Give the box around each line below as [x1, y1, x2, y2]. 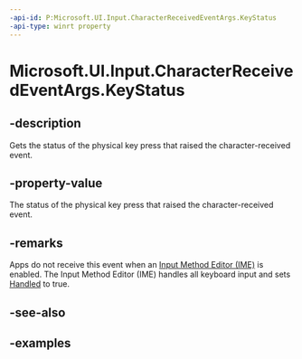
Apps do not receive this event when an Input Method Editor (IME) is [9, 260, 264, 270]
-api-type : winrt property [9, 22, 111, 31]
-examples [9, 335, 71, 351]
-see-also [9, 305, 66, 320]
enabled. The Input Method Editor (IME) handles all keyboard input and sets [9, 269, 291, 280]
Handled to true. [9, 279, 71, 289]
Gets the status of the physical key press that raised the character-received [9, 139, 291, 150]
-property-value [9, 175, 103, 191]
